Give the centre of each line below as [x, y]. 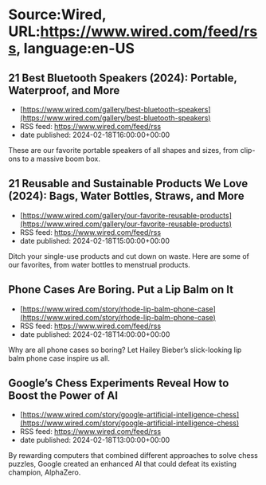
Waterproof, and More [64, 90]
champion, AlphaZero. [45, 472]
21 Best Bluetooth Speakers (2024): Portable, [123, 78]
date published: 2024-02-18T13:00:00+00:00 [95, 440]
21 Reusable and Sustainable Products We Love [128, 184]
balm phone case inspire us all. [59, 358]
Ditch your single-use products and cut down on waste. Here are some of [129, 256]
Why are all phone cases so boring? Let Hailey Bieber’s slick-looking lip [125, 350]
